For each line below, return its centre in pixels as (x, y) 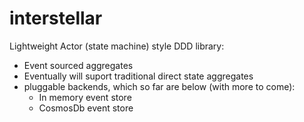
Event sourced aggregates (78, 65)
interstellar (56, 18)
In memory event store (85, 97)
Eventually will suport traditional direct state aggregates (138, 76)
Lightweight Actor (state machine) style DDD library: (117, 46)
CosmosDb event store (86, 108)
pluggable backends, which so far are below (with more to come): (159, 86)
